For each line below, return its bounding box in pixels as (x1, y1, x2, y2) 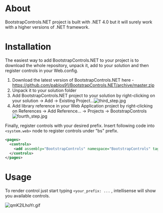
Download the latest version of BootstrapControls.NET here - (12, 77, 134, 83)
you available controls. (5, 193, 50, 199)
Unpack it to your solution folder (12, 87, 77, 93)
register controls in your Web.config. (5, 68, 79, 73)
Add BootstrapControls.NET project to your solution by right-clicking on (12, 92, 155, 98)
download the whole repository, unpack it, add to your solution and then (5, 62, 149, 68)
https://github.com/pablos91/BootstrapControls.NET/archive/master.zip (12, 82, 155, 88)
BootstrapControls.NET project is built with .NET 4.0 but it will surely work (5, 19, 153, 25)
